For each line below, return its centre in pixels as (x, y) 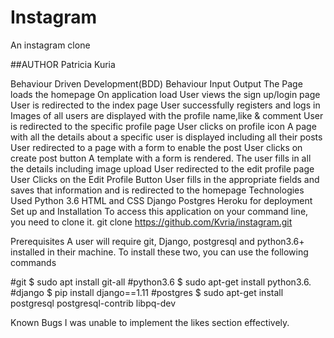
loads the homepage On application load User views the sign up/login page (165, 94)
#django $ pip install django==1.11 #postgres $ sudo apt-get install (147, 292)
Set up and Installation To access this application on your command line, (159, 211)
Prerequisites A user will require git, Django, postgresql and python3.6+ (157, 241)
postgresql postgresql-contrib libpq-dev (93, 303)
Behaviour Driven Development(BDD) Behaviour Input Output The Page (156, 83)
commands (33, 262)
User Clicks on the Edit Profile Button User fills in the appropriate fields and (165, 179)
